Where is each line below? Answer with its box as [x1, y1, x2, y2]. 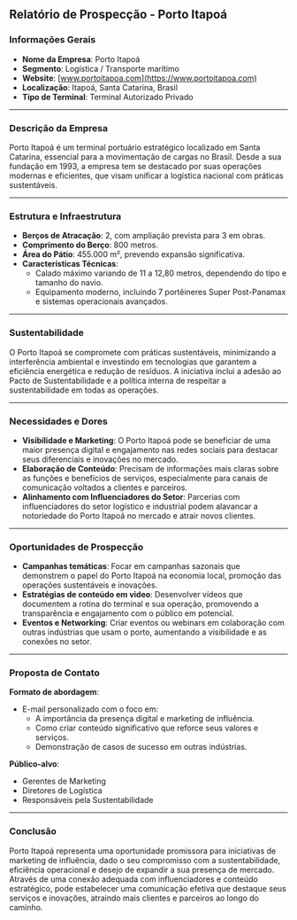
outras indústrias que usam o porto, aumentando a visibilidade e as [21, 627, 267, 637]
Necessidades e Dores [9, 415, 108, 427]
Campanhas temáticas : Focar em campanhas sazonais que [21, 561, 240, 572]
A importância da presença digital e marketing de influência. [34, 713, 255, 724]
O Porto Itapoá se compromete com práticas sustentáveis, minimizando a [9, 347, 277, 357]
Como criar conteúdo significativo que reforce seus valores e [34, 722, 259, 734]
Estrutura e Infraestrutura [9, 210, 122, 222]
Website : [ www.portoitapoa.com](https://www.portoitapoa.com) [21, 73, 258, 83]
